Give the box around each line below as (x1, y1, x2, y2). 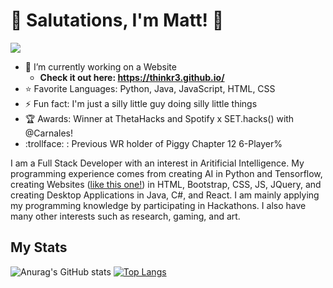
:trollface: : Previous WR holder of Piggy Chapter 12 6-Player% (24, 137, 283, 149)
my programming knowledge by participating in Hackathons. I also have (10, 199, 307, 211)
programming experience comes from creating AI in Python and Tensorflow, (10, 167, 323, 179)
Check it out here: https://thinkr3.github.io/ (39, 71, 225, 83)
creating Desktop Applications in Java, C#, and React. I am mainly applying (10, 189, 320, 201)
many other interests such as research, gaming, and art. (10, 210, 241, 222)
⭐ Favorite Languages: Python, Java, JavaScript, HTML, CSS (24, 82, 276, 94)
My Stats (10, 239, 68, 256)
